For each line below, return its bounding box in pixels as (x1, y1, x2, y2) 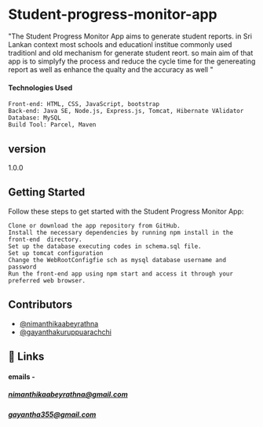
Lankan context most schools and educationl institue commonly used (8, 39, 232, 49)
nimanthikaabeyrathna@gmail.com (8, 390, 128, 400)
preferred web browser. (8, 276, 86, 284)
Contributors (8, 298, 73, 312)
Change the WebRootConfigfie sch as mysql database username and (8, 256, 226, 264)
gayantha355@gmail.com (8, 410, 97, 419)
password (8, 263, 37, 271)
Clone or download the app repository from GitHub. (8, 221, 181, 229)
